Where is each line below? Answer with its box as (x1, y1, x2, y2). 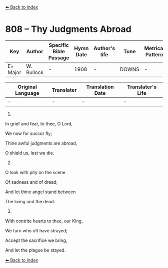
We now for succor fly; (5, 130, 52, 137)
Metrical (144, 45, 165, 52)
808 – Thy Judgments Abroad (5, 24, 131, 35)
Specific (48, 42, 69, 49)
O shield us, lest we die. (5, 150, 54, 156)
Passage (48, 54, 69, 61)
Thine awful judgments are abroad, (5, 140, 77, 146)
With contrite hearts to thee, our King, (5, 218, 83, 224)
